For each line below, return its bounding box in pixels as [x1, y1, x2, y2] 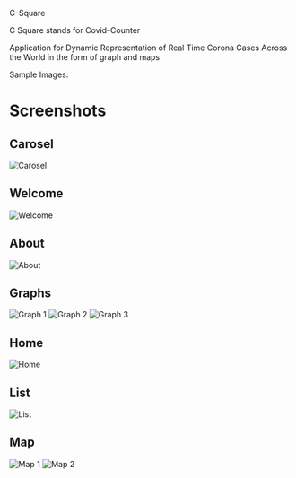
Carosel [9, 136, 54, 152]
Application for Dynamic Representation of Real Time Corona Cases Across [9, 42, 288, 53]
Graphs [9, 286, 52, 301]
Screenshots [9, 100, 107, 121]
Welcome [9, 186, 64, 201]
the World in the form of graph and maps [9, 52, 160, 62]
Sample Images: [9, 69, 69, 80]
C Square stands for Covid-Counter [9, 25, 141, 35]
